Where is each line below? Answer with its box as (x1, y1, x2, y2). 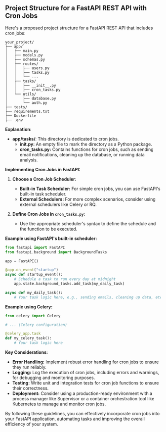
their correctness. (12, 385, 49, 391)
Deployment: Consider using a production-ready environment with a (12, 390, 152, 396)
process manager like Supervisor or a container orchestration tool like (12, 396, 155, 402)
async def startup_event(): (5, 272, 63, 277)
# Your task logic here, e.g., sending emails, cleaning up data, (14, 294, 154, 300)
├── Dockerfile (5, 113, 37, 118)
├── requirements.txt (5, 109, 50, 114)
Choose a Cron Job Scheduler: (12, 176, 77, 182)
